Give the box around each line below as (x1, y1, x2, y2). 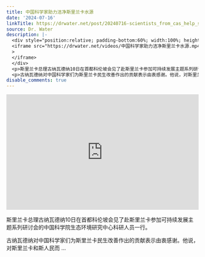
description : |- (6, 32, 48, 38)
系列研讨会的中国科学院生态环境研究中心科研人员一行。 (11, 223, 151, 231)
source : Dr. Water (6, 26, 53, 32)
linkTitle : (6, 20, 34, 26)
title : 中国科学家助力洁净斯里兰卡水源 (6, 9, 94, 15)
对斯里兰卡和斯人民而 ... (6, 244, 67, 251)
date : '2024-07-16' (6, 15, 56, 21)
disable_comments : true (6, 77, 67, 83)
